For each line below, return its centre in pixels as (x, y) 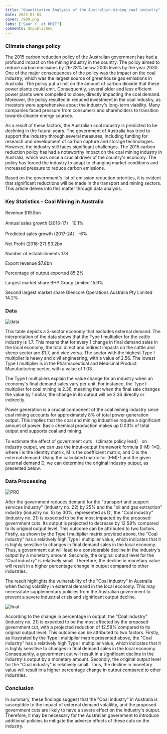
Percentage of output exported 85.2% (44, 273)
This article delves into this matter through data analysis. (64, 188)
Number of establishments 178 (37, 253)
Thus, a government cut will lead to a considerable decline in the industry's (83, 550)
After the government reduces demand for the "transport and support (77, 502)
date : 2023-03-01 (23, 15)
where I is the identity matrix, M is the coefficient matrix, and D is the (76, 452)
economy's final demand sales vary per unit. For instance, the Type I (76, 384)
